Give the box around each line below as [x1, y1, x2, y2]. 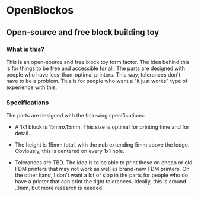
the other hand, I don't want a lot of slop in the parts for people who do [14, 171, 189, 179]
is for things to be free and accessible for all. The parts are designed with [6, 65, 186, 72]
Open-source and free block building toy [6, 27, 159, 37]
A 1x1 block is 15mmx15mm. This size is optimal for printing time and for [14, 123, 190, 131]
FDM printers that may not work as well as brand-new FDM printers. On [14, 166, 190, 173]
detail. [14, 130, 30, 137]
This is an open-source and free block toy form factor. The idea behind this [6, 58, 190, 65]
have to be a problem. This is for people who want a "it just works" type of [6, 77, 188, 84]
